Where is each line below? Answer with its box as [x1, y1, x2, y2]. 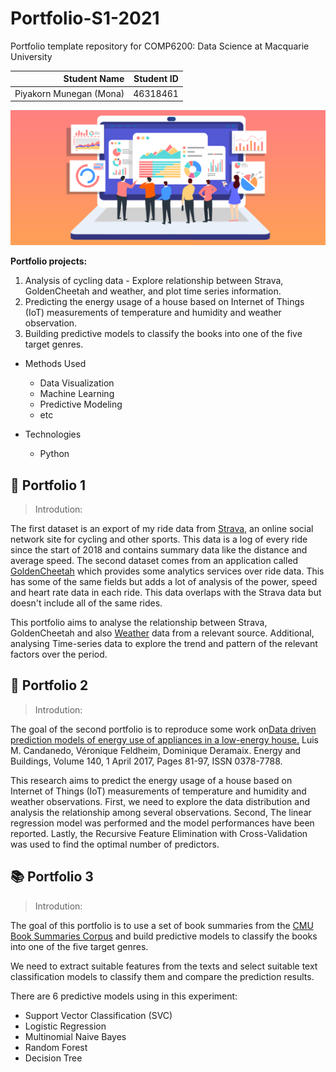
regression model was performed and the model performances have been [10, 817, 315, 829]
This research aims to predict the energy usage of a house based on [10, 774, 293, 786]
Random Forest [24, 1041, 88, 1053]
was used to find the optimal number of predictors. [10, 838, 220, 850]
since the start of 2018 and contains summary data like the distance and [10, 544, 308, 556]
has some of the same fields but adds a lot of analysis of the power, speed [10, 576, 318, 588]
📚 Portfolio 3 [10, 868, 94, 886]
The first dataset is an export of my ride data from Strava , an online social [10, 523, 314, 535]
